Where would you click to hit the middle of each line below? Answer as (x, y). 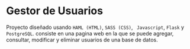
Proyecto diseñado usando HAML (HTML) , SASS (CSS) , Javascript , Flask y (95, 27)
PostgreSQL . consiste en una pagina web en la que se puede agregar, (90, 33)
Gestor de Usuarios (55, 11)
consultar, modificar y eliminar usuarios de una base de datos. (82, 40)
